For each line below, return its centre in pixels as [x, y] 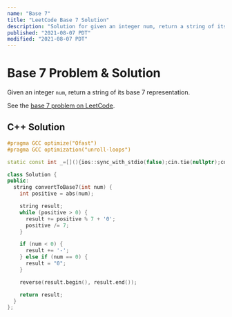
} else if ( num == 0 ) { [54, 257]
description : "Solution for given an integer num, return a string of [111, 26]
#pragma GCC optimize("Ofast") [52, 143]
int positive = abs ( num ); [57, 194]
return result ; [41, 295]
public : [18, 181]
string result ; [41, 206]
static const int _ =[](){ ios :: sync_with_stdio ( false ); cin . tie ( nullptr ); [114, 162]
